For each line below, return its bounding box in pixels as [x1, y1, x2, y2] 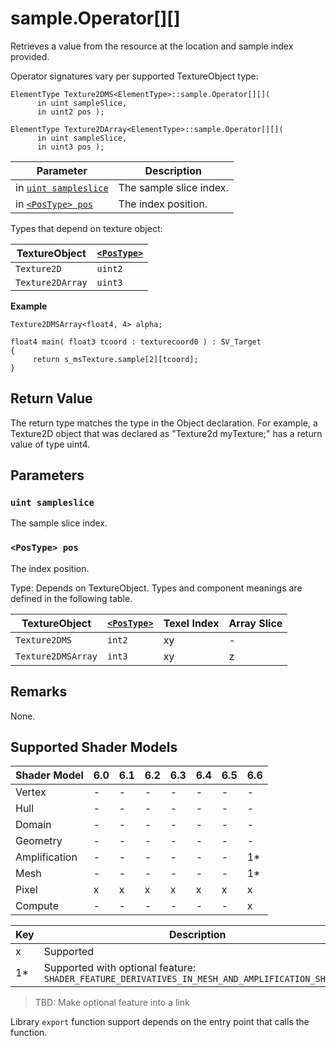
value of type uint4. [10, 438, 91, 450]
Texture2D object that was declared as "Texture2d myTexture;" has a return [10, 427, 323, 439]
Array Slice [228, 616, 283, 630]
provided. [10, 50, 50, 62]
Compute [15, 899, 59, 913]
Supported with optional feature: [43, 961, 197, 975]
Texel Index [163, 616, 220, 630]
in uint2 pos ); [36, 107, 105, 117]
